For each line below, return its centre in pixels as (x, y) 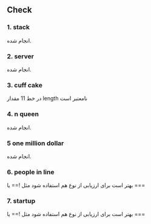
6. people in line (31, 172)
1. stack (18, 27)
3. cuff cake (25, 85)
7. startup (21, 201)
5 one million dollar (35, 143)
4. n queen (23, 114)
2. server (20, 56)
